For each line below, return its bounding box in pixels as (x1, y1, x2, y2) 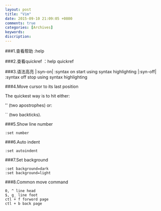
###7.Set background (5, 157, 48, 162)
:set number (5, 130, 29, 135)
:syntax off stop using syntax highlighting (5, 74, 88, 80)
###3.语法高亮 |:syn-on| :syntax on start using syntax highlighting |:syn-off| (5, 68, 157, 74)
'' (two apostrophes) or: (5, 102, 52, 108)
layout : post (5, 7, 32, 12)
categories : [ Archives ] (5, 25, 53, 30)
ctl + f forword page (5, 197, 49, 202)
